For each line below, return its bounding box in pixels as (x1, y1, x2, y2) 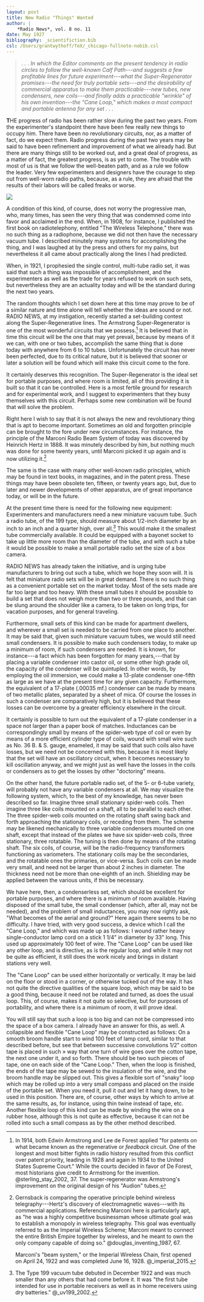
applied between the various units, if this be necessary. (6, 876, 144, 884)
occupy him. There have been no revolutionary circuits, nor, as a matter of (6, 129, 192, 137)
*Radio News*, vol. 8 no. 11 (17, 26, 91, 32)
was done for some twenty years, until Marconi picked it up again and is (6, 447, 186, 455)
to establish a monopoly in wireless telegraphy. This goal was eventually (15, 1220, 196, 1227)
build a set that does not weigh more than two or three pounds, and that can (6, 595, 197, 602)
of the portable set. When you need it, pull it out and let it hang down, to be (6, 1086, 194, 1094)
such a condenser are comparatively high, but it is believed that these (6, 697, 181, 705)
